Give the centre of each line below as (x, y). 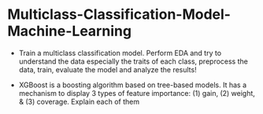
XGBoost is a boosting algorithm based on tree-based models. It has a (133, 85)
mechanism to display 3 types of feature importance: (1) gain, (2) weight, (137, 93)
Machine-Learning (69, 31)
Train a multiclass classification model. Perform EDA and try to (120, 53)
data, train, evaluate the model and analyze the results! (108, 69)
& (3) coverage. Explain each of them (79, 101)
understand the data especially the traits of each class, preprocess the (133, 61)
